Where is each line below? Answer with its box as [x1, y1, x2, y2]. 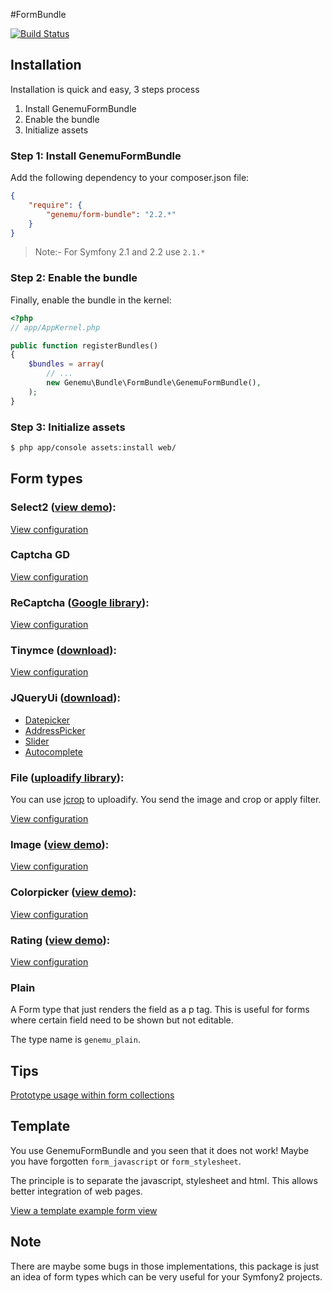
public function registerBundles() [10, 340, 159, 351]
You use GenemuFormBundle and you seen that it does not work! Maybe [10, 1144, 310, 1156]
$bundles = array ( [28, 359, 105, 369]
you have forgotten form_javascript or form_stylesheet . [10, 1155, 242, 1167]
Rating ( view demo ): [10, 933, 111, 947]
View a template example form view [10, 1204, 158, 1216]
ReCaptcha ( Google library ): [10, 595, 150, 609]
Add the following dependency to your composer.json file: [10, 172, 250, 184]
